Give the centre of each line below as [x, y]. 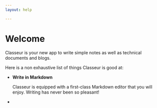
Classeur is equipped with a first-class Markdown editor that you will [82, 87]
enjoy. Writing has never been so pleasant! [56, 92]
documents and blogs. [28, 58]
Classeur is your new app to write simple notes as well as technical [74, 52]
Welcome [25, 39]
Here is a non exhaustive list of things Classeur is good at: [64, 67]
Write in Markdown [32, 77]
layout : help [19, 10]
